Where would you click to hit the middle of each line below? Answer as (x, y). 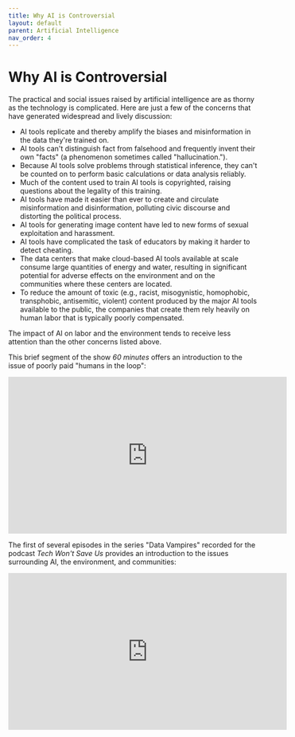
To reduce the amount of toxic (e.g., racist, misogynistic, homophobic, (135, 292)
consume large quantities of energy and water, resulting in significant (133, 267)
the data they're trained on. (64, 140)
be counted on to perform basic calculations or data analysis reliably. (133, 174)
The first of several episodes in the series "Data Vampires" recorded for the (132, 545)
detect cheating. (47, 250)
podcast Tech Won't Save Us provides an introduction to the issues (118, 554)
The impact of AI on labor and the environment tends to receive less (120, 333)
